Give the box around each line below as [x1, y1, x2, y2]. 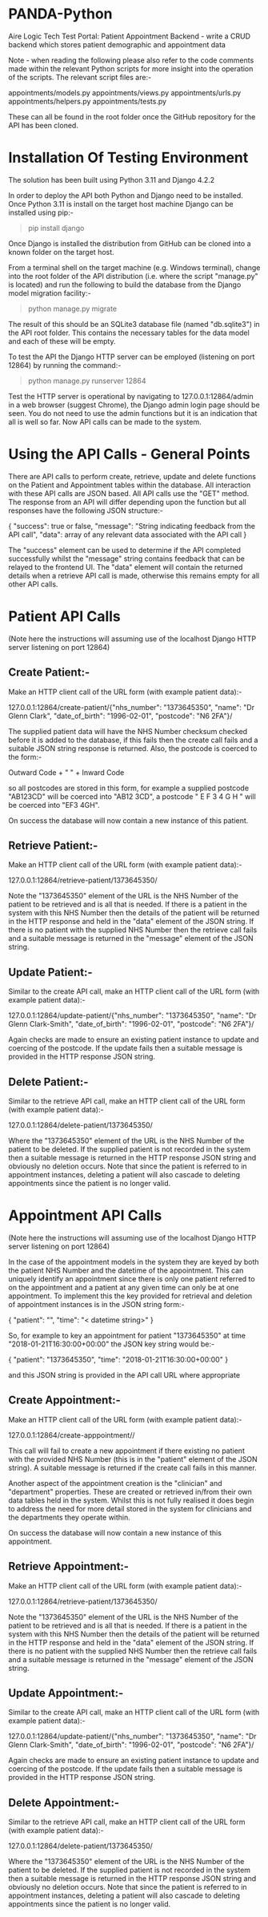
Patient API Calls [8, 607, 122, 625]
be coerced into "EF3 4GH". [8, 800, 100, 809]
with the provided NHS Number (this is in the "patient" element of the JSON [8, 1454, 258, 1463]
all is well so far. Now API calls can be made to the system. [8, 417, 202, 426]
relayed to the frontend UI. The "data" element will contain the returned [8, 562, 243, 571]
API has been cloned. [8, 120, 78, 130]
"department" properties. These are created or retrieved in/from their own [8, 1487, 252, 1496]
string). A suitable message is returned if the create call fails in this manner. [8, 1463, 258, 1472]
